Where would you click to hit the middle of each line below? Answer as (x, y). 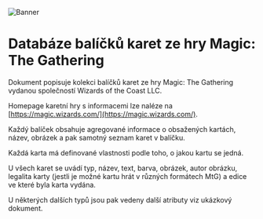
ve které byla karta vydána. (52, 184)
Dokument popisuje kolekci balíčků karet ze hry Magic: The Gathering (121, 82)
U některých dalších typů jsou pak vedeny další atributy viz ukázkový (120, 199)
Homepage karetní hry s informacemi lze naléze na (90, 105)
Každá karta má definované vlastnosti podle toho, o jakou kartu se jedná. (126, 152)
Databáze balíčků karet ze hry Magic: (132, 44)
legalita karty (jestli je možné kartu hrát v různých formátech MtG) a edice (128, 176)
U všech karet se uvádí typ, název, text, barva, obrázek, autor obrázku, (123, 168)
